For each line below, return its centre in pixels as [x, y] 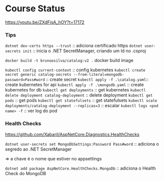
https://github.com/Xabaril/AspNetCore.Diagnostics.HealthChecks [72, 134]
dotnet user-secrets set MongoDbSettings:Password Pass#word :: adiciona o [82, 144]
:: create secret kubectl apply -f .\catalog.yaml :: [97, 80]
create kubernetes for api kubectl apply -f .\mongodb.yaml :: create [75, 85]
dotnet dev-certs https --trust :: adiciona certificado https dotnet [74, 46]
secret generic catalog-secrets [38, 75]
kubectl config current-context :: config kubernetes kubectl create [75, 70]
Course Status [35, 9]
